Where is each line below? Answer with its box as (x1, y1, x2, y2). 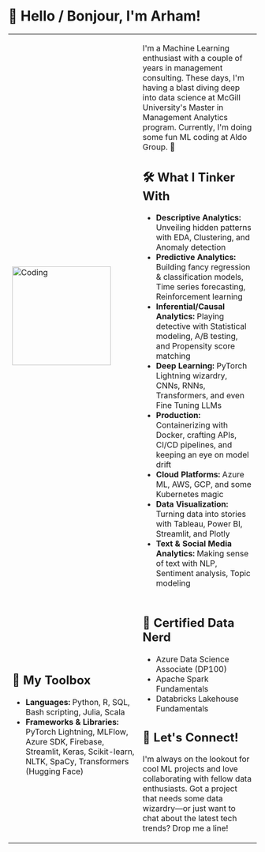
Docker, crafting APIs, (155, 430, 237, 441)
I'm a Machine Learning (142, 43, 230, 54)
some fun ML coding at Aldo (142, 131, 248, 142)
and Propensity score (155, 341, 235, 352)
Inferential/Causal (155, 301, 226, 312)
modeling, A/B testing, (155, 331, 238, 342)
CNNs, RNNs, (155, 380, 206, 391)
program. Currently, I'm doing (142, 122, 252, 133)
